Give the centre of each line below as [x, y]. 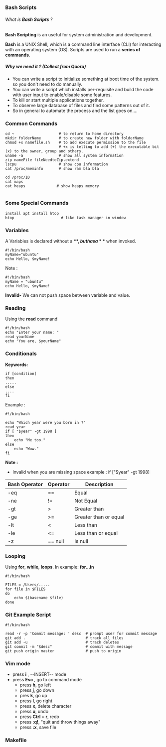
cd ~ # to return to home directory [64, 134]
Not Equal [86, 500]
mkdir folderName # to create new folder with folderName [74, 138]
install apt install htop [32, 213]
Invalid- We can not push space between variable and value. [68, 295]
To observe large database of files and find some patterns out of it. [81, 106]
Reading [15, 308]
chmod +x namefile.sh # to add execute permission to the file [76, 143]
